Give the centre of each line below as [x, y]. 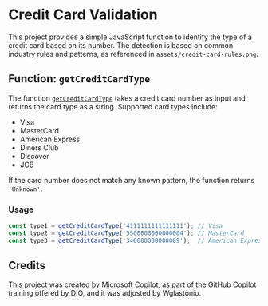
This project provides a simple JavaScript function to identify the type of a [130, 37]
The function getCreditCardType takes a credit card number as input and [127, 98]
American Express [50, 139]
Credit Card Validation [83, 15]
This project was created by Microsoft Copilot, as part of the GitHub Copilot [132, 284]
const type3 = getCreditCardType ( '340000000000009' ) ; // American [123, 240]
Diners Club [39, 147]
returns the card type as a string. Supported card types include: [113, 106]
